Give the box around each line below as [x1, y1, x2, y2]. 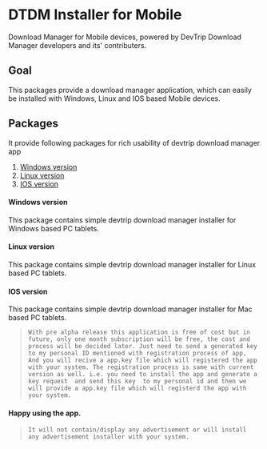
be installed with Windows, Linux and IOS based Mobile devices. [8, 94, 221, 103]
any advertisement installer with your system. [27, 433, 189, 441]
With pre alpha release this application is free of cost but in [27, 328, 250, 337]
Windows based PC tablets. [8, 223, 100, 233]
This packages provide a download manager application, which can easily [8, 85, 252, 94]
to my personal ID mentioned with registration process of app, [27, 350, 247, 358]
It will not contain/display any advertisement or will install [27, 426, 247, 434]
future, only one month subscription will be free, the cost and [27, 335, 250, 343]
